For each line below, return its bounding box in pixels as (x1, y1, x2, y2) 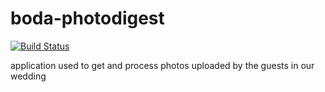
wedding (10, 70, 47, 82)
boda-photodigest (10, 7, 165, 30)
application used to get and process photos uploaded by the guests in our (10, 59, 315, 71)
